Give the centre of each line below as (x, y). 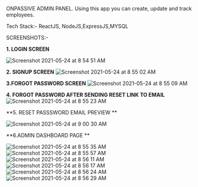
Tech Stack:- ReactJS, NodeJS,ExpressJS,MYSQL (67, 26)
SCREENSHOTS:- (27, 37)
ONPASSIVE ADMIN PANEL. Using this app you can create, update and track (99, 9)
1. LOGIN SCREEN (28, 49)
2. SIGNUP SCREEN (30, 72)
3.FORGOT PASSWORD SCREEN (46, 83)
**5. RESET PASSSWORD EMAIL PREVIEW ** (62, 112)
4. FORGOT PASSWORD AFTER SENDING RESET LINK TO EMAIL (86, 95)
